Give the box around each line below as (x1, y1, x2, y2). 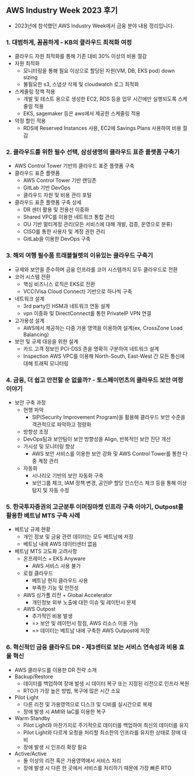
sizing (23, 74, 38, 81)
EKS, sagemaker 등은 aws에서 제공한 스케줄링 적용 (23, 110, 141, 117)
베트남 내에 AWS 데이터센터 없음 (23, 540, 97, 548)
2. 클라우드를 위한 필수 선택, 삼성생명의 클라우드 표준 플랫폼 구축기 (6, 148, 180, 156)
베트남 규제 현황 (14, 526, 51, 533)
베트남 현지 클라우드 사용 (31, 577, 88, 584)
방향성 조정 (23, 429, 48, 435)
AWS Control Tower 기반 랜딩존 (23, 177, 97, 184)
